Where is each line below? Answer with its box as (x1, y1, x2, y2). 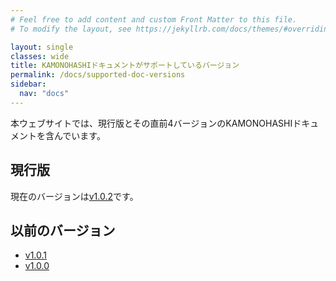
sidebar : (10, 79, 47, 90)
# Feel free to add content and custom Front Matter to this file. (10, 14, 298, 25)
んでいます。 (53, 129, 106, 141)
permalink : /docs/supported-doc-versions (10, 70, 186, 80)
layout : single (10, 42, 74, 52)
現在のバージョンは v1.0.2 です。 (10, 190, 139, 202)
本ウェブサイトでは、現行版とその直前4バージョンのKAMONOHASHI (10, 117, 293, 129)
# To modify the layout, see (10, 24, 132, 34)
